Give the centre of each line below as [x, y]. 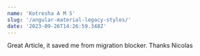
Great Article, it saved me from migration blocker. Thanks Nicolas [100, 46]
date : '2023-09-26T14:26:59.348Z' [57, 26]
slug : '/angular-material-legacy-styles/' [69, 20]
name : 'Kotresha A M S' [42, 13]
